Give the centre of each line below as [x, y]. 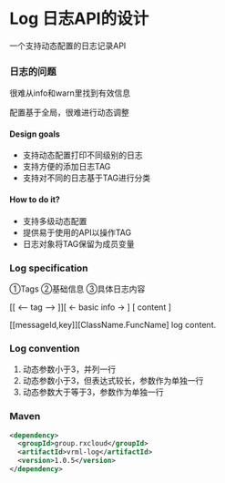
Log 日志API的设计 [79, 19]
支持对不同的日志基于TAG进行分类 [87, 178]
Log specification [49, 268]
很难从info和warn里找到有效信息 [70, 93]
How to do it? [35, 200]
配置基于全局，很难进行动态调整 [69, 113]
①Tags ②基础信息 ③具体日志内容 [77, 289]
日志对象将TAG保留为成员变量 [78, 243]
